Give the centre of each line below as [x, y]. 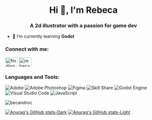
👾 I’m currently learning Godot [43, 36]
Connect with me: [27, 49]
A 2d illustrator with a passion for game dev [83, 26]
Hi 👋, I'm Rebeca [83, 10]
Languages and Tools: [32, 77]
